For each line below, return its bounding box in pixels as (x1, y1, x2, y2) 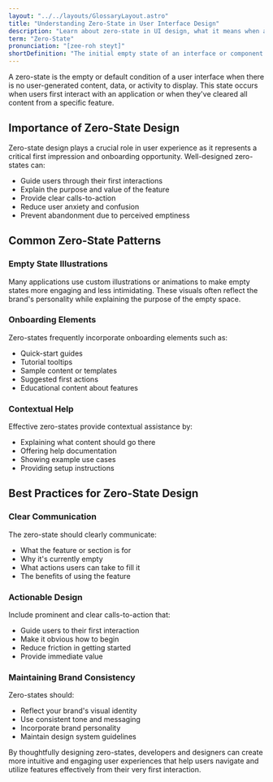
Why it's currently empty (19, 554, 103, 564)
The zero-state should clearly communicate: (8, 529, 157, 539)
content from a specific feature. (8, 98, 115, 107)
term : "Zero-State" (8, 34, 75, 43)
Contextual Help (8, 403, 74, 414)
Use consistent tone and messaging (19, 715, 141, 724)
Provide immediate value (19, 651, 103, 662)
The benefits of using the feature (19, 571, 132, 581)
